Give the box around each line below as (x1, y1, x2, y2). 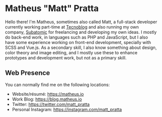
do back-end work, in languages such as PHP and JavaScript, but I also (5, 34, 148, 40)
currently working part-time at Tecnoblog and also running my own (5, 24, 139, 29)
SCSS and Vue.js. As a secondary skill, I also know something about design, (5, 44, 157, 50)
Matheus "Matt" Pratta (5, 3, 99, 14)
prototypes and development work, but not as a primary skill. (5, 55, 127, 60)
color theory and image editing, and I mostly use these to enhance (5, 49, 138, 56)
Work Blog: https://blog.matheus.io (12, 96, 82, 102)
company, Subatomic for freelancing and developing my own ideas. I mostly (5, 29, 157, 35)
